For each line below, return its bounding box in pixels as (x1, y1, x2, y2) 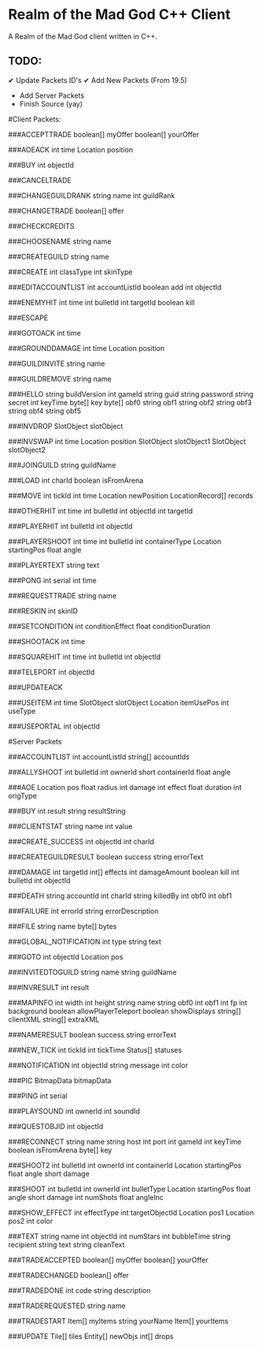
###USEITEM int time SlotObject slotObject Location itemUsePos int (8, 698, 230, 707)
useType (8, 706, 36, 715)
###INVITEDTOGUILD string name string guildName (8, 967, 177, 977)
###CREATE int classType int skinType (8, 266, 133, 277)
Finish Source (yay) (19, 99, 83, 108)
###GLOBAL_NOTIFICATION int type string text (8, 937, 161, 946)
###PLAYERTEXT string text (8, 560, 100, 569)
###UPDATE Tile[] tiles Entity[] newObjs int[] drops (8, 1331, 174, 1341)
